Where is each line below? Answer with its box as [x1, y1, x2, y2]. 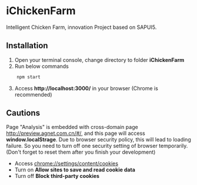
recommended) [14, 91, 52, 98]
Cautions [6, 108, 40, 118]
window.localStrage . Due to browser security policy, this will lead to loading [6, 136, 191, 143]
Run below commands [14, 62, 69, 70]
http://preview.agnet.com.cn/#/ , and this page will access [6, 130, 145, 137]
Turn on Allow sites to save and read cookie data [14, 166, 135, 173]
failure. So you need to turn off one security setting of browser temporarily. [6, 143, 188, 150]
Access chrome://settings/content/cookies [14, 160, 119, 167]
